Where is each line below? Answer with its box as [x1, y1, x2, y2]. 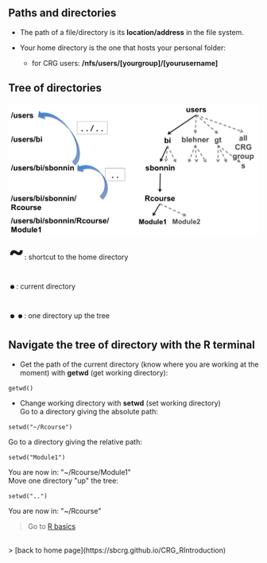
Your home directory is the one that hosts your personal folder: [19, 43, 226, 52]
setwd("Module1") [8, 453, 66, 461]
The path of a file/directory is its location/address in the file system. [19, 27, 245, 37]
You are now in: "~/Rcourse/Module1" [8, 467, 131, 476]
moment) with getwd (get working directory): [19, 367, 168, 377]
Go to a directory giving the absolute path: [19, 406, 159, 416]
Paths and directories [8, 6, 117, 20]
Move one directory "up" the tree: [8, 476, 119, 485]
